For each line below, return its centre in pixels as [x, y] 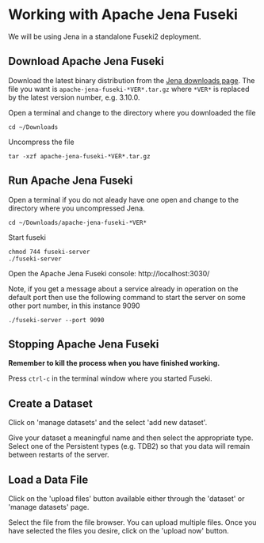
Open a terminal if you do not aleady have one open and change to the [124, 199]
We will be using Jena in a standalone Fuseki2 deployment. [105, 36]
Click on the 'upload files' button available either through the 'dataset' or [126, 499]
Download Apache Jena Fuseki [86, 61]
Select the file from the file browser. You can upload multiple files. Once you [132, 522]
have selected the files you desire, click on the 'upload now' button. [119, 531]
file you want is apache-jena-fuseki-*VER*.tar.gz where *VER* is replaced [129, 89]
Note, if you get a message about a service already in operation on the [123, 289]
